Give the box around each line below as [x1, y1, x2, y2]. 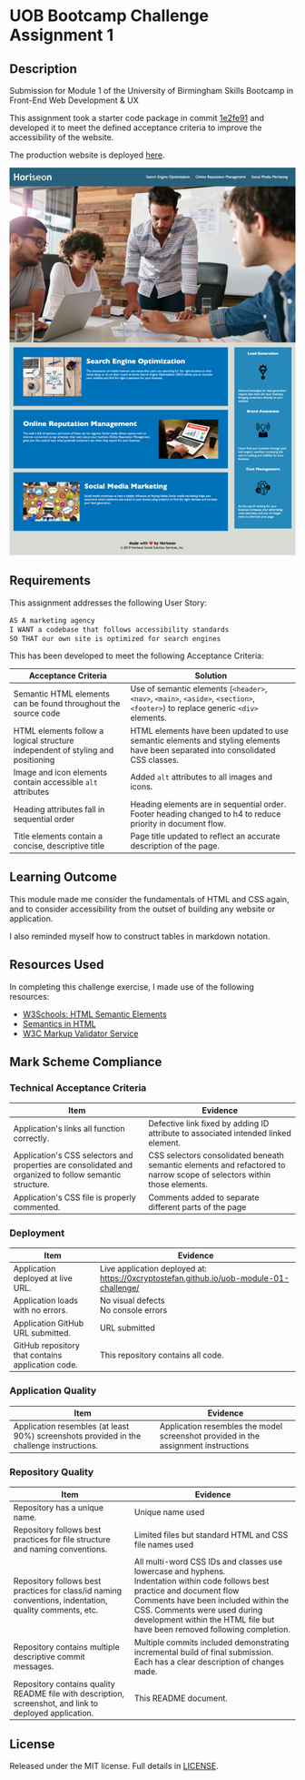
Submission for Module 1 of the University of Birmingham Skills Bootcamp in [9, 86, 294, 96]
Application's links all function [13, 1123, 125, 1134]
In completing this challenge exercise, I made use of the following [9, 981, 254, 992]
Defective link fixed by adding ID [148, 1118, 270, 1129]
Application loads [13, 1295, 79, 1307]
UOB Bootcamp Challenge [9, 5, 209, 26]
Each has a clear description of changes [133, 1656, 284, 1667]
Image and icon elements [13, 767, 107, 778]
